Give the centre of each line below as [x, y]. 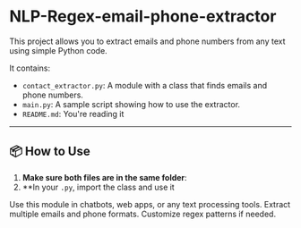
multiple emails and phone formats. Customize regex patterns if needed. [142, 214]
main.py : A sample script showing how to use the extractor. [131, 104]
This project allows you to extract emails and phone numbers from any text [147, 41]
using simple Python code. [58, 50]
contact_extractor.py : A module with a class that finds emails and [145, 85]
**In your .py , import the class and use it [98, 187]
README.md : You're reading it [73, 114]
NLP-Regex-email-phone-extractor [143, 17]
